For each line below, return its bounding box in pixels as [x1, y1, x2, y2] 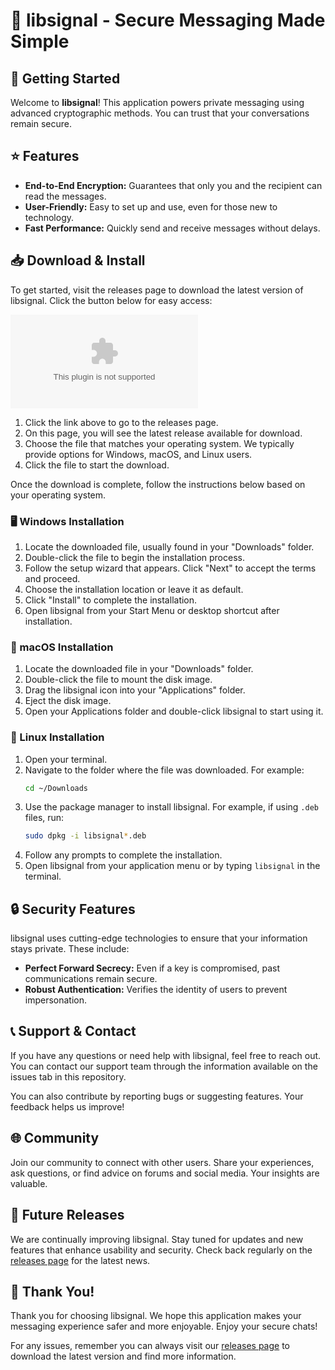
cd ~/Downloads [24, 783, 89, 793]
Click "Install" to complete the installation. [24, 594, 198, 606]
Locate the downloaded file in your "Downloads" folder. [24, 663, 254, 675]
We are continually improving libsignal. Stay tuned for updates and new [10, 1233, 304, 1245]
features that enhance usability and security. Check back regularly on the [10, 1244, 313, 1256]
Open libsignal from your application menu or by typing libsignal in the [24, 860, 321, 872]
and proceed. [24, 572, 81, 584]
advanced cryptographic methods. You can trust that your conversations [10, 107, 310, 119]
